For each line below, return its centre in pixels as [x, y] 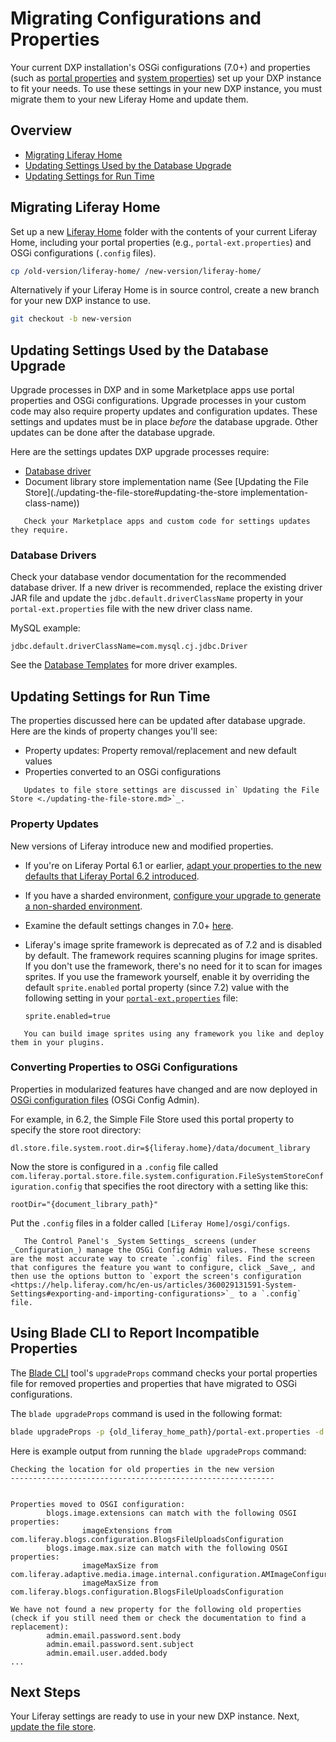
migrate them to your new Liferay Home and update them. [129, 99]
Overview [41, 130]
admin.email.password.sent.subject [120, 1644]
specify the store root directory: [76, 1129]
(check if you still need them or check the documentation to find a [158, 1618]
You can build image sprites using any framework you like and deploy [174, 1033]
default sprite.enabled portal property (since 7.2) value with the [157, 987]
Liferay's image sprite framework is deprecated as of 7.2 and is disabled [173, 944]
